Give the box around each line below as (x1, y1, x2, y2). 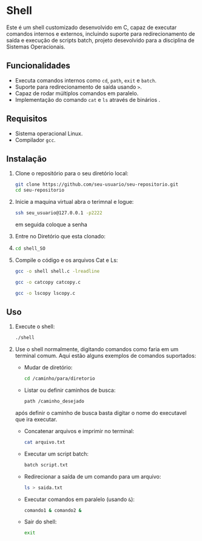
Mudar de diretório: (24, 364, 73, 371)
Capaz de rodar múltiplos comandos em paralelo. (15, 89, 139, 97)
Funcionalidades (6, 61, 71, 71)
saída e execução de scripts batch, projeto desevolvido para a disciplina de (6, 36, 195, 44)
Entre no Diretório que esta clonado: (15, 233, 106, 240)
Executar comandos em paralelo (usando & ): (24, 496, 135, 503)
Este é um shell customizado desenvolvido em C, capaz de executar (6, 24, 177, 31)
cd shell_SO (15, 246, 45, 252)
